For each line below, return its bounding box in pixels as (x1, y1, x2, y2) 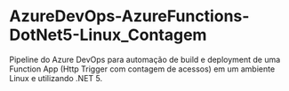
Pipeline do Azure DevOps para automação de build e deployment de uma (9, 54, 281, 64)
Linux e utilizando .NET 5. (9, 72, 103, 83)
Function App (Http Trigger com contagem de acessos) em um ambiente (9, 64, 276, 74)
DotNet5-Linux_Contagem (9, 25, 207, 45)
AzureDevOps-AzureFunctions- (9, 6, 250, 27)
